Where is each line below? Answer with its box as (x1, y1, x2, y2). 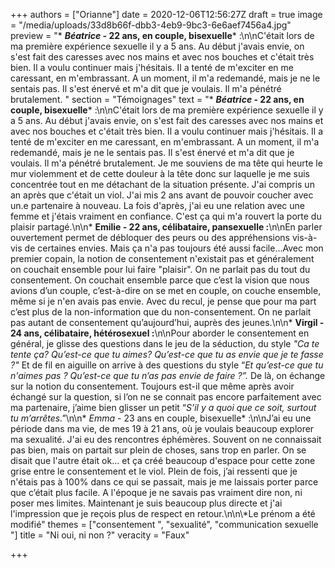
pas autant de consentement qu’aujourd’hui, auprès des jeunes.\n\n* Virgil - (10, 317, 325, 328)
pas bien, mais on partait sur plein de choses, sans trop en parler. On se (10, 444, 307, 456)
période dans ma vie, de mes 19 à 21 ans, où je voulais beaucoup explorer (10, 423, 315, 434)
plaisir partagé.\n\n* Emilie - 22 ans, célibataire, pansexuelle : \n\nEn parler (10, 221, 323, 233)
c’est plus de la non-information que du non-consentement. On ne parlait (10, 306, 312, 318)
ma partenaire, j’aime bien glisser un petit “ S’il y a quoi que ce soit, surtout (10, 402, 317, 413)
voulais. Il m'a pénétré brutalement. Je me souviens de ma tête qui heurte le (10, 157, 323, 169)
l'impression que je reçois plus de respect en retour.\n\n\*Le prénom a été (10, 508, 316, 519)
